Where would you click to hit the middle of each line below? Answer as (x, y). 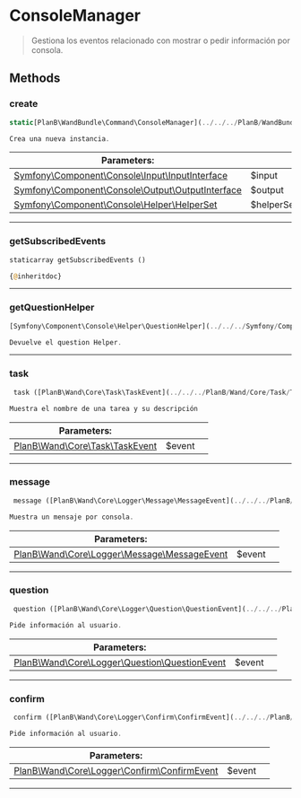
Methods (35, 79)
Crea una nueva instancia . (60, 139)
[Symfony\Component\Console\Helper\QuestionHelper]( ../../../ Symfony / (144, 326)
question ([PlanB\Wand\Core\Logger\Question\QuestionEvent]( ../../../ (147, 609)
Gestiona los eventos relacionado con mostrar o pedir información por (161, 40)
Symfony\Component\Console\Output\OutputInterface (128, 190)
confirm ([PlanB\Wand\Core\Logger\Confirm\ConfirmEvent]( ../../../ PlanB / (154, 717)
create (24, 104)
